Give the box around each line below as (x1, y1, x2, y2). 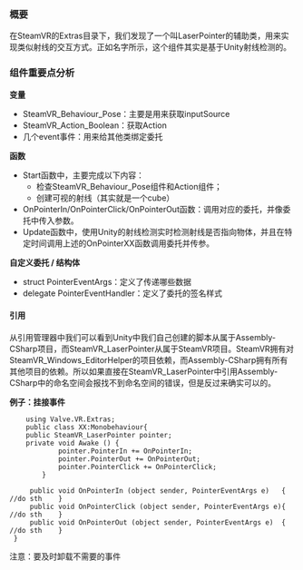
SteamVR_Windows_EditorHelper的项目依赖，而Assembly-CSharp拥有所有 (9, 354, 288, 365)
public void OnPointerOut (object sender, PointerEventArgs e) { (29, 517, 286, 527)
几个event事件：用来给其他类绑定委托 (22, 131, 163, 142)
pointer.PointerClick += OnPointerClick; (57, 462, 218, 471)
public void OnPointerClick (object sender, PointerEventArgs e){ (29, 502, 286, 511)
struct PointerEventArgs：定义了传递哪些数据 (22, 276, 192, 287)
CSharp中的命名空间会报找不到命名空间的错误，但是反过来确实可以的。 (9, 377, 277, 388)
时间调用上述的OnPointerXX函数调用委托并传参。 (30, 238, 215, 249)
